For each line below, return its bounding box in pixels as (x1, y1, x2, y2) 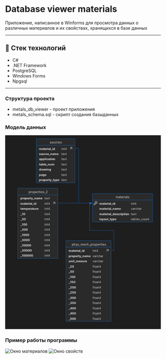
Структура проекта (5, 95, 55, 102)
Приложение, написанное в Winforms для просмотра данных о (5, 20, 139, 26)
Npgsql (12, 78, 27, 84)
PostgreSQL (12, 68, 37, 74)
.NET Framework (12, 62, 47, 68)
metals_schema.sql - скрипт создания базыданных (12, 112, 119, 118)
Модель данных (5, 123, 46, 130)
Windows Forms (12, 73, 45, 79)
